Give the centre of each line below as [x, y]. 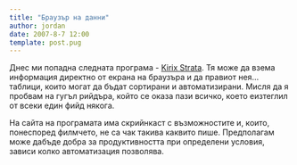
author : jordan [37, 26]
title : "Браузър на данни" [59, 17]
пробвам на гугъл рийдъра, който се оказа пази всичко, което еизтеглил [148, 96]
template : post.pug [45, 42]
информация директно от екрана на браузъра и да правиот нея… [134, 78]
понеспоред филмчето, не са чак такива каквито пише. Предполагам [142, 132]
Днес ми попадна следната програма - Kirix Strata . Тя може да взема [142, 68]
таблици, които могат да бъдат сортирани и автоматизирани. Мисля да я [149, 87]
